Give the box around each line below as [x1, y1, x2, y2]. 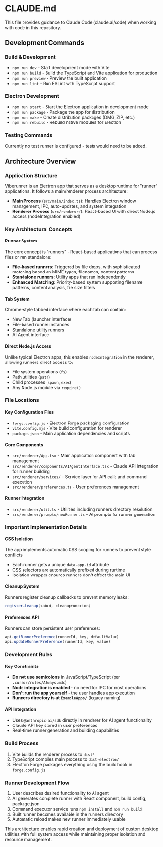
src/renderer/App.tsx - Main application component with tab [12, 453, 136, 458]
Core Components [5, 442, 43, 448]
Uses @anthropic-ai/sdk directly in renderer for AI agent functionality [12, 717, 152, 723]
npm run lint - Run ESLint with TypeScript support [12, 80, 115, 86]
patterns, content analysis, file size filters [12, 285, 95, 291]
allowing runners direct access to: [5, 360, 73, 365]
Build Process [5, 740, 39, 747]
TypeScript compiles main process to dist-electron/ [12, 756, 119, 762]
